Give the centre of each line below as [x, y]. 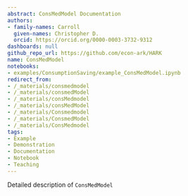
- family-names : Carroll [44, 27]
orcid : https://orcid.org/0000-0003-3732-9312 [83, 40]
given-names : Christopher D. [56, 33]
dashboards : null [33, 47]
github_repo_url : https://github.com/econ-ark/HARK [84, 54]
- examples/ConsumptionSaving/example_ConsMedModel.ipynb [94, 73]
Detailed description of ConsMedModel [60, 185]
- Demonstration [31, 145]
